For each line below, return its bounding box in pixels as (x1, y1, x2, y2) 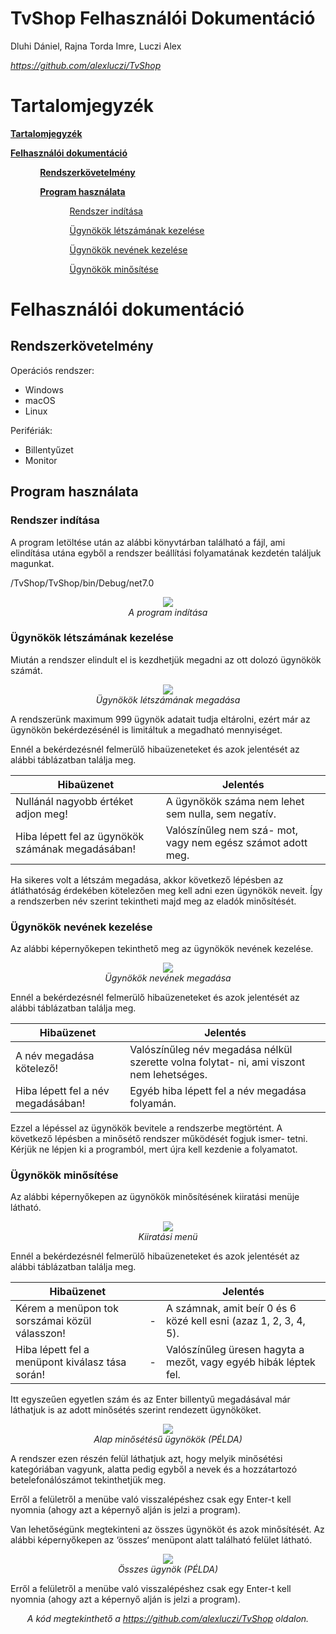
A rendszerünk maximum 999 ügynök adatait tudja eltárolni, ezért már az (10, 713, 311, 725)
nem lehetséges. (129, 1068, 208, 1082)
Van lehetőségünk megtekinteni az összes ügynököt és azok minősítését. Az (10, 1523, 325, 1536)
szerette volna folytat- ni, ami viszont (129, 1055, 306, 1069)
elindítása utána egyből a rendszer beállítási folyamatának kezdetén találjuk (10, 547, 322, 559)
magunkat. (10, 557, 55, 569)
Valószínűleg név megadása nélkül (129, 1043, 293, 1057)
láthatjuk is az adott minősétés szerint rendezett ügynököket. (10, 1404, 262, 1416)
